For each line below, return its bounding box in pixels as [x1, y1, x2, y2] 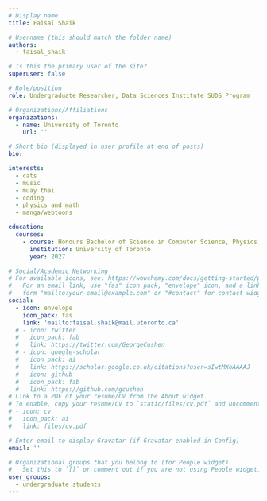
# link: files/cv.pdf [8, 422, 87, 430]
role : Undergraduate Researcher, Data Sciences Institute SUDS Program [8, 91, 250, 99]
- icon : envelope [15, 304, 73, 312]
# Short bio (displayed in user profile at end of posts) [8, 142, 204, 151]
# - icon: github [15, 371, 73, 379]
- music [15, 179, 41, 187]
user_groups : [8, 473, 52, 481]
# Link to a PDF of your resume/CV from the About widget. [8, 393, 208, 401]
